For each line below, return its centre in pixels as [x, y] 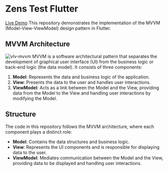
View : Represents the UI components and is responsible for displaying [86, 147]
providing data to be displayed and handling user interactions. [77, 163]
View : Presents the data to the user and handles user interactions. [81, 82]
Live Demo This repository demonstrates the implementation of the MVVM [83, 23]
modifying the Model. [35, 98]
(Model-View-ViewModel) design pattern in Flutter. [58, 28]
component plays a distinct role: [39, 132]
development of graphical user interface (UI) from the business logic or [79, 62]
